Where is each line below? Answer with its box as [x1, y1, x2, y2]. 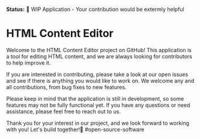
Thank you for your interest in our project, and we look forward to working [6, 119, 190, 126]
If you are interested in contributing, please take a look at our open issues [6, 71, 189, 78]
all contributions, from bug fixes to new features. [6, 83, 127, 90]
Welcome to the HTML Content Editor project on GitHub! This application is [6, 46, 192, 53]
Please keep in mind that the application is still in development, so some [6, 95, 184, 102]
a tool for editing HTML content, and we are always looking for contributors [6, 53, 192, 60]
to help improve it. [6, 59, 51, 66]
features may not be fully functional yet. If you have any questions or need [6, 101, 190, 108]
